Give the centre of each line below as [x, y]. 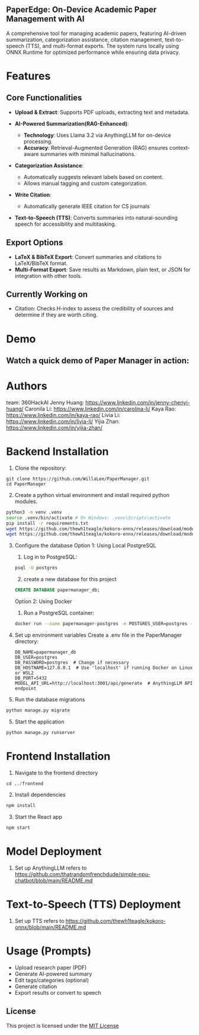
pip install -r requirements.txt [47, 523]
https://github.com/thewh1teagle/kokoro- [115, 921]
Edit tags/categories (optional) [52, 980]
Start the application [39, 722]
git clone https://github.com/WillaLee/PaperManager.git [78, 479]
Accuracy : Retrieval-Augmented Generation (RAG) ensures [96, 148]
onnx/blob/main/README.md [50, 927]
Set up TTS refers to [39, 921]
